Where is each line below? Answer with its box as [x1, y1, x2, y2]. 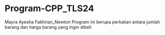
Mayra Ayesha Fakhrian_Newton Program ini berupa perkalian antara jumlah [4, 19, 160, 25]
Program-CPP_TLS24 [4, 3, 94, 14]
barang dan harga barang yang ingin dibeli [4, 24, 91, 30]
